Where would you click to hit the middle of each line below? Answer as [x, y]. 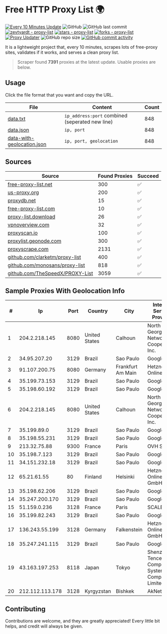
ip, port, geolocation [91, 141]
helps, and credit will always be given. [44, 626]
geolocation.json [27, 144]
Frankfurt [127, 367]
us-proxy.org [23, 192]
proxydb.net [22, 201]
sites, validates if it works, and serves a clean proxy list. [62, 52]
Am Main [126, 373]
